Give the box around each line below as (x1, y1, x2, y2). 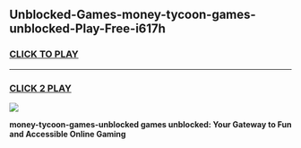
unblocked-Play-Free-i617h (9, 22, 166, 37)
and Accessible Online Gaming (9, 128, 126, 139)
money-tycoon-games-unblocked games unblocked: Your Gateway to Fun (9, 118, 292, 129)
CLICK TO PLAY (9, 48, 79, 61)
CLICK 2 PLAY (9, 82, 72, 94)
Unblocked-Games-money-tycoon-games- (9, 7, 257, 22)
